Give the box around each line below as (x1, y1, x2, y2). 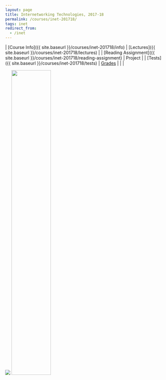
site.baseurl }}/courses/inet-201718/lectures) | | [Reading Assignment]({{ (5, 49, 155, 55)
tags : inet (5, 21, 28, 26)
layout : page (5, 7, 32, 12)
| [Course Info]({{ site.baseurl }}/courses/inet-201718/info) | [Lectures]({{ (5, 44, 155, 50)
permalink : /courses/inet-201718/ (5, 16, 77, 21)
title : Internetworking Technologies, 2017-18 (5, 12, 104, 17)
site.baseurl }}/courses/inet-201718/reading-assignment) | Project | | (5, 55, 146, 60)
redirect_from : (5, 26, 37, 31)
